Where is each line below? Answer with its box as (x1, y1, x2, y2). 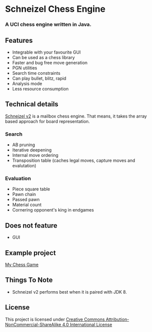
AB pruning (12, 142, 35, 148)
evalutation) (12, 163, 37, 169)
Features (5, 36, 33, 45)
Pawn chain (12, 191, 36, 197)
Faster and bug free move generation (12, 60, 88, 65)
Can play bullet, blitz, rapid (12, 75, 67, 81)
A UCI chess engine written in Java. (5, 21, 92, 28)
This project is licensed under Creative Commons (5, 316, 105, 322)
